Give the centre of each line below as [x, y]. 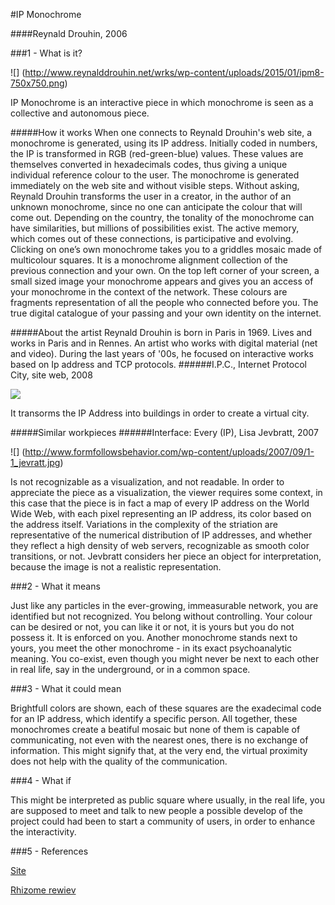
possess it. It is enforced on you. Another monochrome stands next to [154, 637]
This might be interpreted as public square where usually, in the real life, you [167, 800]
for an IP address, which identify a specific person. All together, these [154, 718]
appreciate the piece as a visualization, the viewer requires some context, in [166, 492]
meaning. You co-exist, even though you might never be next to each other [165, 658]
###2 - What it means [55, 586]
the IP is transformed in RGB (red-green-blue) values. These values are [157, 153]
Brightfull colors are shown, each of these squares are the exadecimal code [166, 708]
